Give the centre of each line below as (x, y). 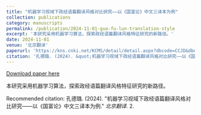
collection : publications (38, 17)
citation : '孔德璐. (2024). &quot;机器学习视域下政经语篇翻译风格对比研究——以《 (99, 56)
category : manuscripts (34, 23)
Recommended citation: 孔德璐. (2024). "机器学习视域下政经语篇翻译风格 (96, 98)
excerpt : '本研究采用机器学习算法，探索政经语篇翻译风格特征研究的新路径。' (90, 34)
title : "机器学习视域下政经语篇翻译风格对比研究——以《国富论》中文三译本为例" (92, 12)
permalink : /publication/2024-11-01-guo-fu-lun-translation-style (91, 28)
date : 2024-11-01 (28, 40)
